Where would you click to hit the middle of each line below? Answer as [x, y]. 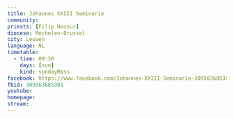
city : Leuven [26, 40]
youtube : [20, 91]
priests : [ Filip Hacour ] [43, 26]
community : [23, 20]
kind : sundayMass [45, 71]
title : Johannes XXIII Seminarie [56, 14]
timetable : [23, 53]
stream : [18, 104]
